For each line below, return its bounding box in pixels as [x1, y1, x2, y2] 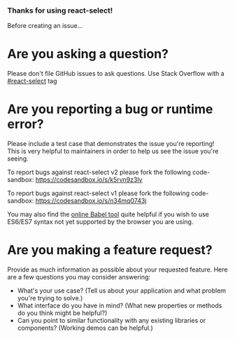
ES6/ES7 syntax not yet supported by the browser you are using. [7, 218, 194, 226]
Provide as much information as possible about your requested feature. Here [7, 265, 228, 274]
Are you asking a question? [7, 46, 169, 62]
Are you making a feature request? [7, 242, 213, 258]
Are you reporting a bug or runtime [7, 101, 213, 117]
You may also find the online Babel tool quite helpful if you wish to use [7, 210, 210, 219]
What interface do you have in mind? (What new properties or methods [17, 301, 222, 310]
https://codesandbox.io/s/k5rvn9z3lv [35, 175, 143, 184]
